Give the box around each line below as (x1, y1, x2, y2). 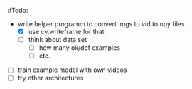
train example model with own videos (17, 66, 127, 74)
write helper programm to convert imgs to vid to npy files (17, 20, 185, 28)
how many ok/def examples (38, 43, 121, 52)
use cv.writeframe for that (28, 28, 105, 36)
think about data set (28, 36, 87, 44)
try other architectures (17, 74, 84, 83)
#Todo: (7, 6, 28, 14)
